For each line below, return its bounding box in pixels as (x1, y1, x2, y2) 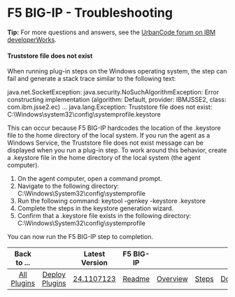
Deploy (42, 270, 66, 280)
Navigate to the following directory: (17, 182, 120, 190)
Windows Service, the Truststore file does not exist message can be (7, 138, 204, 147)
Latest (83, 249, 106, 259)
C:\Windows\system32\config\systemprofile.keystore (7, 110, 161, 119)
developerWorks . (7, 35, 57, 43)
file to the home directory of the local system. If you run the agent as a (7, 131, 211, 140)
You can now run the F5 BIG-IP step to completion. (7, 233, 154, 241)
